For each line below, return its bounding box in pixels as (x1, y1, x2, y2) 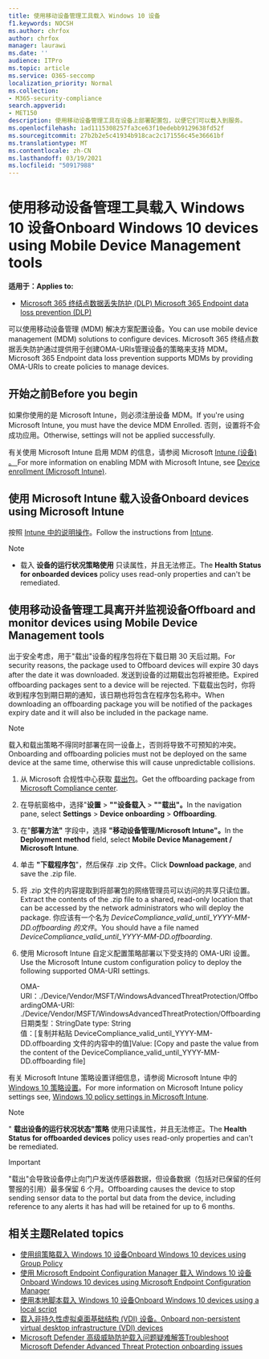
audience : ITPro (8, 57, 63, 65)
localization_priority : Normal (8, 79, 113, 87)
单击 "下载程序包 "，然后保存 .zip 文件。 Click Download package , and (19, 860, 251, 869)
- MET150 (8, 110, 38, 118)
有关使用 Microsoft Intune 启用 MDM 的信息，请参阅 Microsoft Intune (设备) (8, 447, 257, 457)
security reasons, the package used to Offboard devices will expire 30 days (8, 660, 259, 669)
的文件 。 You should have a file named (73, 922, 199, 932)
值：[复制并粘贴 (19, 1028, 72, 1038)
